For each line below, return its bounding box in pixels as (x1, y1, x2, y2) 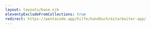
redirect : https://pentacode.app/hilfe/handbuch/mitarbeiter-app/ (5, 16, 146, 21)
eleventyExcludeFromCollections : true (5, 12, 86, 17)
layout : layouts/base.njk (5, 7, 59, 12)
